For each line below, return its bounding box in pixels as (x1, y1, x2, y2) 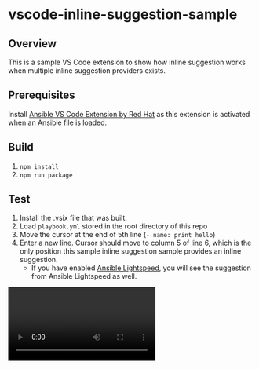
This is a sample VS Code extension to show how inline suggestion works (8, 57, 246, 67)
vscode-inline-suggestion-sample (8, 5, 238, 24)
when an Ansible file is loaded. (8, 118, 108, 127)
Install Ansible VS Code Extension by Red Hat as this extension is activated (8, 109, 250, 119)
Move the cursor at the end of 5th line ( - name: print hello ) (19, 230, 216, 239)
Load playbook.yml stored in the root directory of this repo (19, 221, 208, 231)
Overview (8, 37, 57, 50)
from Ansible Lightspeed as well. (31, 272, 137, 281)
